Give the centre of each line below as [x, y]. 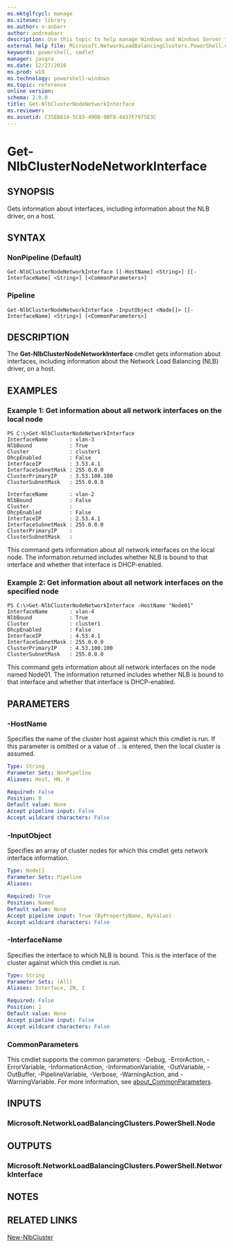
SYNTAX [27, 238]
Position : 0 [24, 798]
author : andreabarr [35, 33]
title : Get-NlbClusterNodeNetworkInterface [71, 104]
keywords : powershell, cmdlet [51, 53]
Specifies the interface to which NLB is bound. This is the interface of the [112, 955]
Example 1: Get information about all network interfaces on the [114, 410]
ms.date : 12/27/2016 [37, 65]
